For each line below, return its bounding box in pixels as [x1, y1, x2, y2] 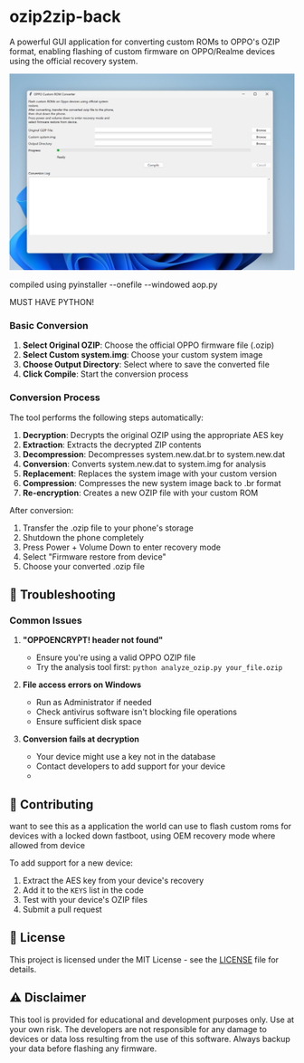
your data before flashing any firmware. [9, 1043, 157, 1054]
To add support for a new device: [9, 857, 134, 868]
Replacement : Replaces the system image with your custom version [22, 468, 278, 479]
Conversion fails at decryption [22, 733, 140, 744]
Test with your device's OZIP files [22, 895, 147, 905]
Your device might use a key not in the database [35, 752, 216, 762]
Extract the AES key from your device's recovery [22, 876, 204, 886]
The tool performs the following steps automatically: [9, 412, 204, 423]
